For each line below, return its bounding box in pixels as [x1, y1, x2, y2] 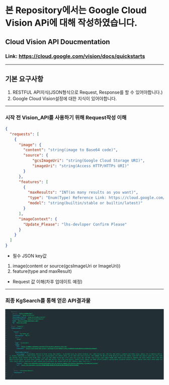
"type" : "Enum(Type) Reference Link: [27, 195, 107, 200]
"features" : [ [18, 179, 49, 184]
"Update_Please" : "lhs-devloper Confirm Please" [23, 222, 127, 227]
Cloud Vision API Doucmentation [5, 37, 110, 46]
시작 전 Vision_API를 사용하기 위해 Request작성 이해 [5, 114, 127, 121]
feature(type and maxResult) [12, 268, 72, 274]
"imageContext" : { [18, 216, 57, 221]
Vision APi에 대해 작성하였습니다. [5, 17, 137, 29]
